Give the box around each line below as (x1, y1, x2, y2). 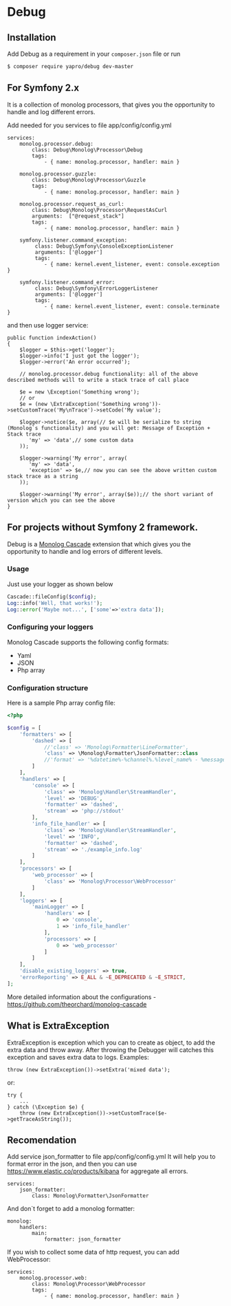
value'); (136, 407, 162, 414)
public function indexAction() (7, 334, 97, 341)
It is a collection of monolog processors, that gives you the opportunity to (7, 100, 215, 109)
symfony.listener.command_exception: (19, 237, 128, 244)
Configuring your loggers (7, 622, 94, 632)
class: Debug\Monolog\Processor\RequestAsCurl (32, 206, 168, 213)
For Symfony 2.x (7, 82, 80, 94)
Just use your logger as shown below (7, 579, 113, 588)
